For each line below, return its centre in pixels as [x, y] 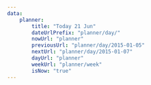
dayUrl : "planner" [58, 58]
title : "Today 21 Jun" [64, 26]
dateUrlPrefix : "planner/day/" [76, 33]
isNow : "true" [52, 71]
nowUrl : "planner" [58, 39]
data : [15, 13]
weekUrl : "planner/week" [67, 64]
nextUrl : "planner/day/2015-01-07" [82, 52]
